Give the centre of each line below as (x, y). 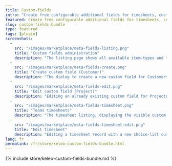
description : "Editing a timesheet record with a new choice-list (87, 134)
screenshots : (19, 39)
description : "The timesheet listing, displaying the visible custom (90, 115)
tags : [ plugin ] (21, 34)
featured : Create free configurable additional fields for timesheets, (83, 20)
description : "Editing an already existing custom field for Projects (91, 96)
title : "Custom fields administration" (57, 53)
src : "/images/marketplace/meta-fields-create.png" (71, 67)
